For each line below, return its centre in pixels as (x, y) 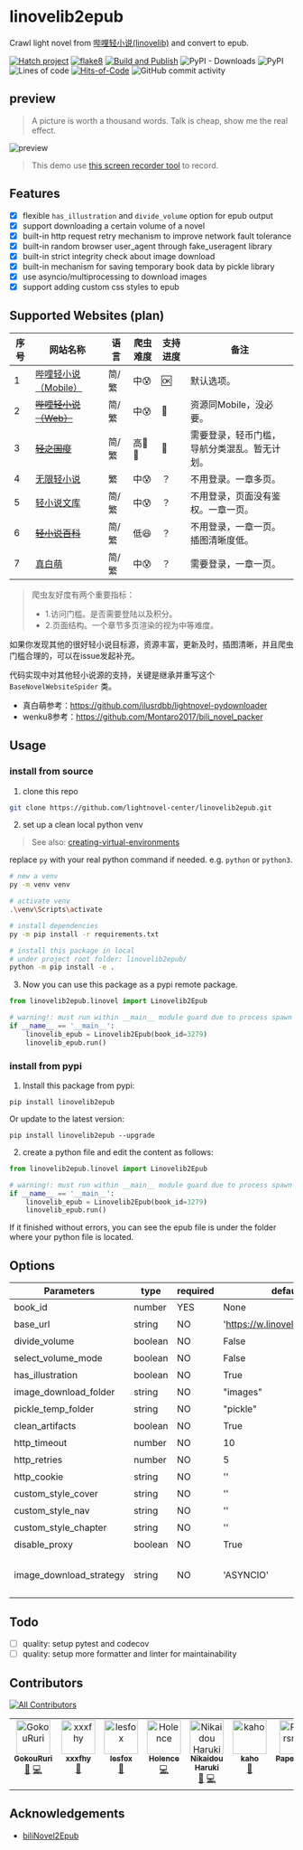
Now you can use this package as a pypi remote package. (130, 985)
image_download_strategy (69, 1575)
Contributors (46, 1683)
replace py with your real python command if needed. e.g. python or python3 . (151, 859)
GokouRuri (33, 1758)
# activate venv (40, 901)
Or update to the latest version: (67, 1119)
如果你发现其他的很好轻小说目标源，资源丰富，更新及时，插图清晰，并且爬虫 (151, 644)
